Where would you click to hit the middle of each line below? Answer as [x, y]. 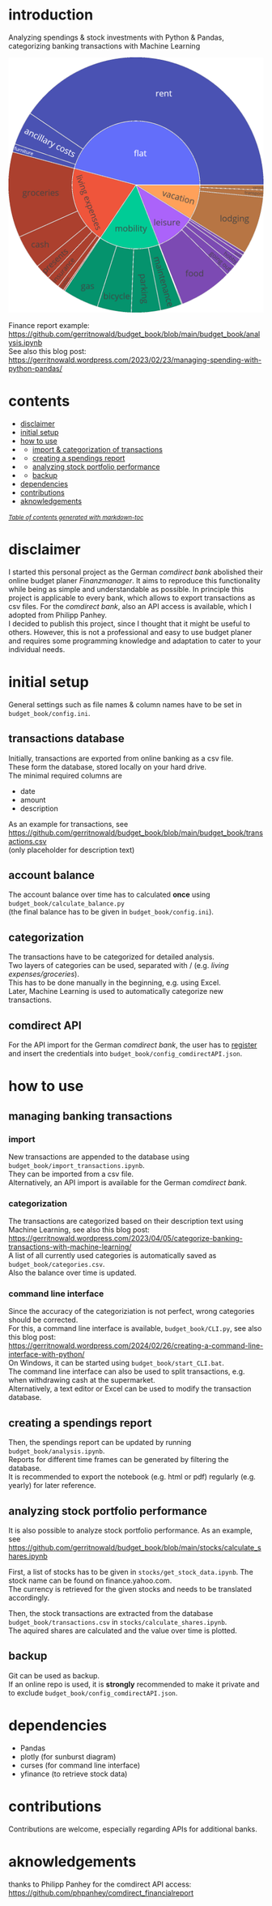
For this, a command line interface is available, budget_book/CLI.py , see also [135, 1328]
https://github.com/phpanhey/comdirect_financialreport [101, 1892]
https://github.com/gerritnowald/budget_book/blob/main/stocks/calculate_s [135, 1548]
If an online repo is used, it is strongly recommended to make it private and [134, 1684]
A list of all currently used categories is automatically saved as [113, 1256]
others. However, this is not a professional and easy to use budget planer [130, 632]
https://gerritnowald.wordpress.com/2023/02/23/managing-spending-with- [135, 360]
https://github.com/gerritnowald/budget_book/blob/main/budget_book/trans [136, 833]
